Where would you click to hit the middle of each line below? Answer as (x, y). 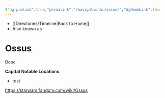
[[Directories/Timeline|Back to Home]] (51, 23)
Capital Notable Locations (32, 71)
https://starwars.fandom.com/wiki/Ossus (47, 90)
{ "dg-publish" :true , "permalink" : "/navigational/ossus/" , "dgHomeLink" (78, 10)
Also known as (27, 29)
